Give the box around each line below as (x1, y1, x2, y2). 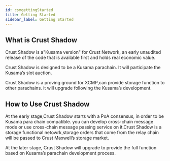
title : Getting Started (5, 12, 56, 17)
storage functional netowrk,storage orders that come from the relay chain (5, 130, 159, 135)
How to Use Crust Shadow (5, 100, 90, 108)
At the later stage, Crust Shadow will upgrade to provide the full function (5, 145, 157, 150)
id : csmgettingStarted (5, 7, 53, 13)
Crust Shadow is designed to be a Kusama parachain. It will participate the (5, 65, 161, 71)
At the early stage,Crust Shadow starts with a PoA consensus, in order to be (5, 113, 164, 119)
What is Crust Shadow (5, 36, 78, 44)
